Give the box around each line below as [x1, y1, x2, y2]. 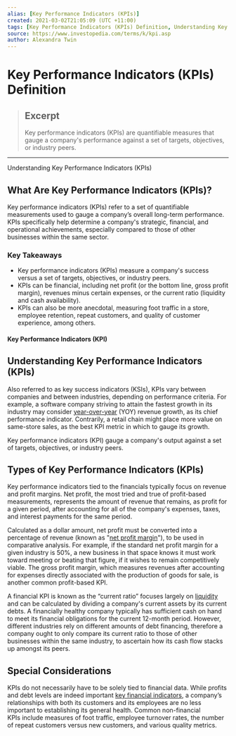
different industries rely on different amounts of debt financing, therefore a [7, 622, 223, 630]
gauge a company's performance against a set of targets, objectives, [24, 136, 225, 144]
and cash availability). [17, 297, 81, 305]
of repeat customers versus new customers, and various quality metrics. [7, 721, 218, 730]
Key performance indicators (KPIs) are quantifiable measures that [24, 128, 214, 137]
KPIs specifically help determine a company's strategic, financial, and [7, 218, 209, 226]
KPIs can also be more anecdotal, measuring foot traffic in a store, [17, 304, 209, 312]
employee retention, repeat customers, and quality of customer [17, 311, 201, 320]
